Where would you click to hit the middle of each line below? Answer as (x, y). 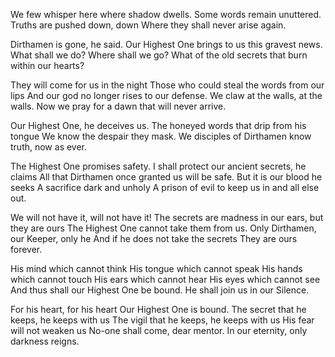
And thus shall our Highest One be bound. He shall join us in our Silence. (160, 290)
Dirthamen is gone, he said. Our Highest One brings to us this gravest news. (166, 44)
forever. (26, 249)
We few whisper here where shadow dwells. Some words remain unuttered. (166, 14)
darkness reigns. (45, 341)
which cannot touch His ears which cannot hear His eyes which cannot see (165, 279)
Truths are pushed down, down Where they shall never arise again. (148, 25)
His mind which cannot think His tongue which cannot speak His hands (156, 268)
